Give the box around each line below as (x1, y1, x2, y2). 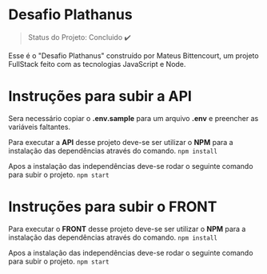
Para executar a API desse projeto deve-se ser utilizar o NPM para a (8, 137, 233, 147)
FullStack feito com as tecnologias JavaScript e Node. (8, 59, 186, 68)
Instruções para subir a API (8, 88, 192, 105)
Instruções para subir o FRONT (8, 198, 217, 216)
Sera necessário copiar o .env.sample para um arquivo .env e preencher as (8, 113, 259, 123)
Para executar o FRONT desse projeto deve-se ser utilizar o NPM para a (8, 224, 246, 233)
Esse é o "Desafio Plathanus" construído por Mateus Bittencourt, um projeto (8, 50, 259, 61)
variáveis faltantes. (8, 122, 70, 131)
